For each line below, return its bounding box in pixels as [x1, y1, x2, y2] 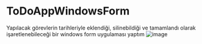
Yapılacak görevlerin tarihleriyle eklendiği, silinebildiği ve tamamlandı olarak [6, 24, 197, 31]
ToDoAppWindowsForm [6, 4, 130, 18]
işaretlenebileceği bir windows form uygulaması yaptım [6, 30, 145, 37]
